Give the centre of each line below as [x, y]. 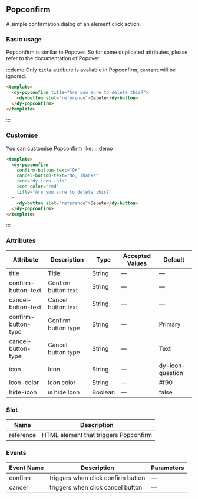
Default [174, 259]
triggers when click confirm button [98, 478]
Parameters [168, 468]
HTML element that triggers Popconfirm [97, 435]
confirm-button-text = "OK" [49, 170]
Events [16, 452]
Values [137, 263]
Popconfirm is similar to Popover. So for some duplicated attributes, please [97, 52]
